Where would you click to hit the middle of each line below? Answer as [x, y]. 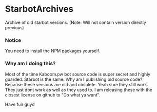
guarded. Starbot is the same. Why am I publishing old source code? [74, 79]
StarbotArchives [39, 9]
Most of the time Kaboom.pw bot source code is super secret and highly [78, 74]
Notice [13, 40]
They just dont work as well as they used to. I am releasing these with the [79, 90]
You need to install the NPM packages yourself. [53, 51]
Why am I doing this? [30, 63]
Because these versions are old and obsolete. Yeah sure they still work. [77, 84]
